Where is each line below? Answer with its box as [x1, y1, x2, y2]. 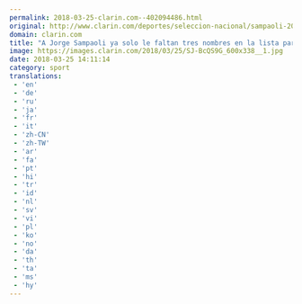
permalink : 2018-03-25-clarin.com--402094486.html [9, 13, 203, 22]
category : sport [9, 64, 70, 73]
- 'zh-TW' [13, 139, 50, 148]
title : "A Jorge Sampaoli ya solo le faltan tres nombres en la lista [9, 38, 280, 48]
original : [9, 22, 47, 31]
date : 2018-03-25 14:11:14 [9, 55, 111, 64]
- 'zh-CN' [13, 130, 50, 139]
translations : [9, 72, 63, 81]
